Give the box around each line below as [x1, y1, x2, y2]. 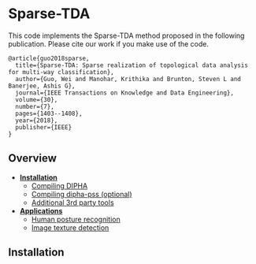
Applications [19, 206, 63, 215]
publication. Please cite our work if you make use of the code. [8, 39, 210, 48]
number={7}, [15, 102, 55, 110]
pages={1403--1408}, [15, 110, 83, 117]
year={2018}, [15, 116, 58, 125]
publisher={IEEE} [15, 123, 72, 131]
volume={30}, [15, 95, 58, 103]
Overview [8, 151, 58, 165]
